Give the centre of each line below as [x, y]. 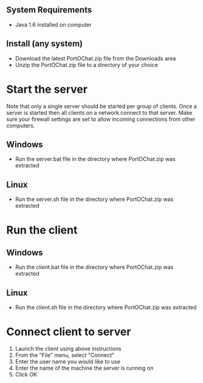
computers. [21, 125]
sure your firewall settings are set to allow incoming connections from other [101, 119]
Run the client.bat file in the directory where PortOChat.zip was [94, 267]
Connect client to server [69, 332]
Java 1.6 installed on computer [53, 24]
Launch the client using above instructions [68, 348]
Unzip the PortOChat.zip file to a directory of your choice [86, 65]
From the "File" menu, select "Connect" [64, 355]
